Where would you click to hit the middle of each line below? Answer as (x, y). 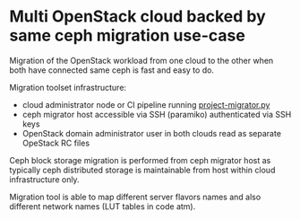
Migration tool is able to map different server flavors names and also (135, 197)
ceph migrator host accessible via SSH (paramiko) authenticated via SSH (157, 114)
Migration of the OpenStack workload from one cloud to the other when (141, 60)
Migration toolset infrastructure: (68, 87)
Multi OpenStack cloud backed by (137, 17)
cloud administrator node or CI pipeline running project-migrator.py (146, 104)
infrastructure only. (44, 179)
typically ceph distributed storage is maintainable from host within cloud (142, 170)
